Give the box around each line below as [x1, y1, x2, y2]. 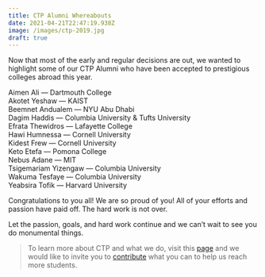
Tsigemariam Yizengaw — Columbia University [8, 164, 161, 173]
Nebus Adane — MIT [8, 156, 77, 165]
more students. [27, 260, 78, 270]
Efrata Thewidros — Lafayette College [8, 121, 133, 131]
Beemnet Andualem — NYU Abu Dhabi [8, 105, 135, 114]
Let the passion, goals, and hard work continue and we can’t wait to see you [8, 220, 258, 229]
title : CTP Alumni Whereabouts [8, 11, 112, 20]
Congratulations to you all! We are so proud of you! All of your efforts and [8, 196, 248, 206]
